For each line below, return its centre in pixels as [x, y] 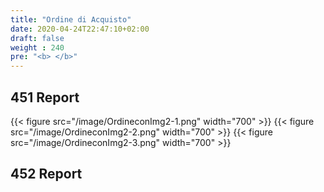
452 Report [46, 174]
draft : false [37, 38]
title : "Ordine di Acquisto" [71, 19]
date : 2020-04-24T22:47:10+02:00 [80, 29]
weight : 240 [37, 47]
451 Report [45, 97]
